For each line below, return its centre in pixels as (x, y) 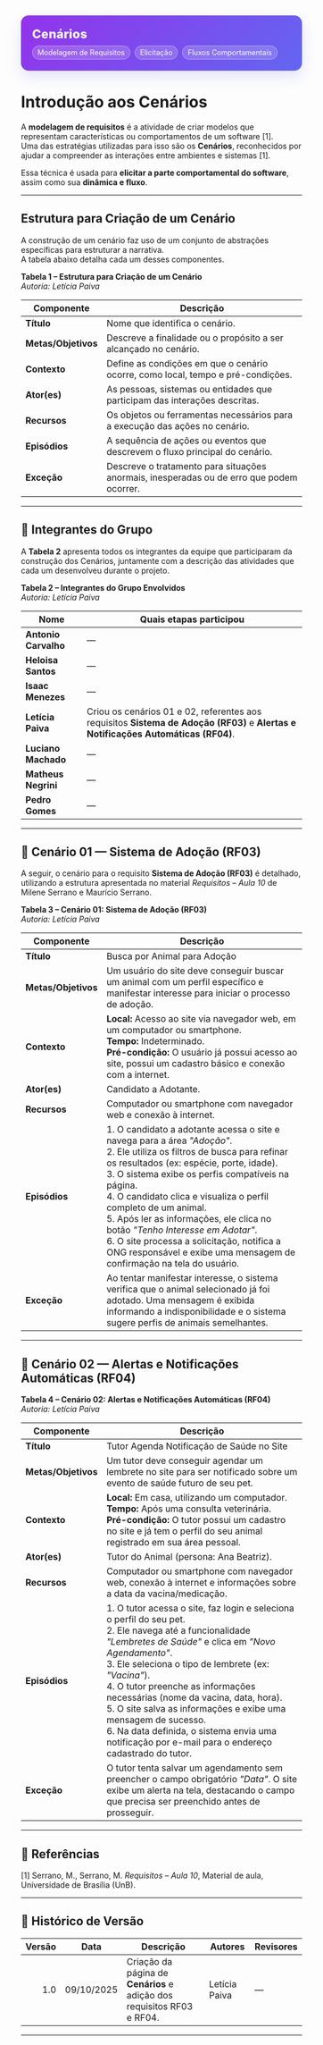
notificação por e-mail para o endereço (190, 1742)
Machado (46, 759)
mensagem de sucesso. (156, 1720)
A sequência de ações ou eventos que (186, 441)
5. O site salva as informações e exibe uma (196, 1709)
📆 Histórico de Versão (82, 1921)
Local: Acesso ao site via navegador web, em (201, 1019)
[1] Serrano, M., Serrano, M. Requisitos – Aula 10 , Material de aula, (142, 1875)
